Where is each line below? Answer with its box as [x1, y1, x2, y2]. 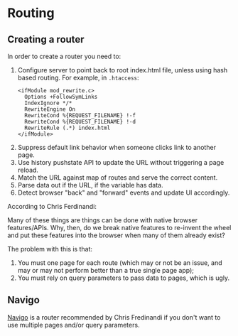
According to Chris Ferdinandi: [7, 202, 97, 210]
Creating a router [7, 33, 85, 45]
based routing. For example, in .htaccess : [17, 73, 140, 82]
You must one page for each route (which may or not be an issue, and [17, 259, 222, 267]
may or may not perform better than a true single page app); [17, 266, 194, 274]
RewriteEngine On [24, 106, 76, 113]
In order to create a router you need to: [7, 52, 121, 60]
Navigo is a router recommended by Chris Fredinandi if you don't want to [7, 313, 221, 321]
